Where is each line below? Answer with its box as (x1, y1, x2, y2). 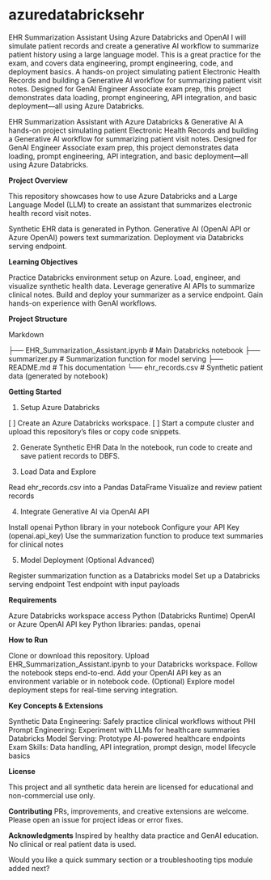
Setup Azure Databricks (19, 402, 100, 412)
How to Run (8, 635, 49, 645)
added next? (8, 863, 50, 873)
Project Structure (8, 314, 68, 324)
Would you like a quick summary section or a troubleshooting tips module (8, 855, 253, 865)
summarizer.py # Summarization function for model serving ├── (8, 353, 224, 363)
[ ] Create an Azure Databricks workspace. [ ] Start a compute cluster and (8, 418, 255, 428)
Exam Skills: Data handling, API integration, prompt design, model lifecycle (8, 742, 256, 751)
